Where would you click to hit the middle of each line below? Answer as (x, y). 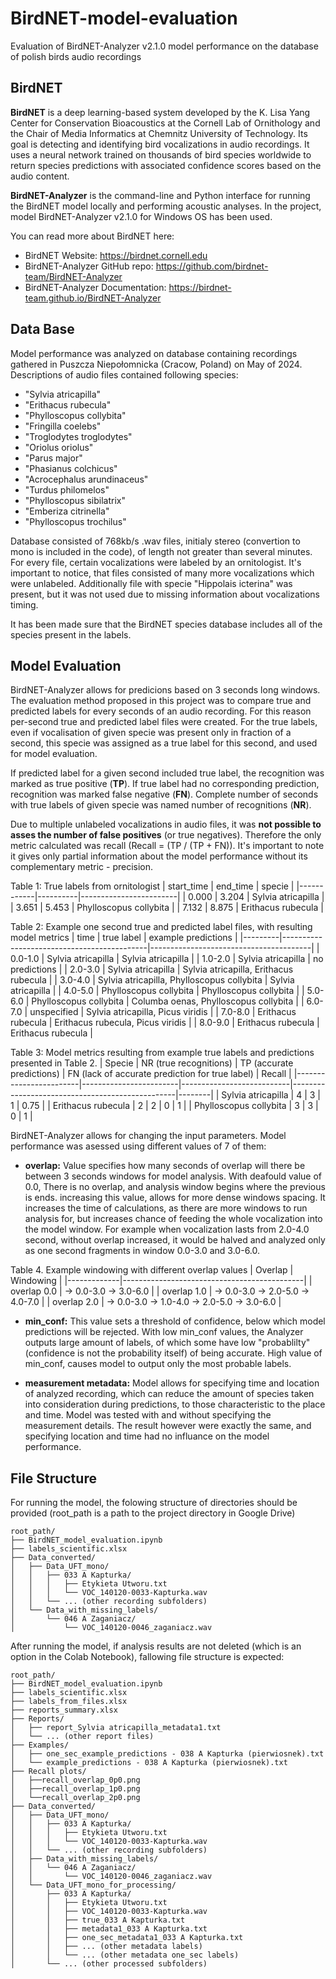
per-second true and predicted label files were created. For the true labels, (164, 722)
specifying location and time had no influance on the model (147, 1436)
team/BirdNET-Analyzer (73, 276)
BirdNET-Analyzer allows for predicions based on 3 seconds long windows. (165, 690)
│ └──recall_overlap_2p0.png (75, 1798)
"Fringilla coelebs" (63, 426)
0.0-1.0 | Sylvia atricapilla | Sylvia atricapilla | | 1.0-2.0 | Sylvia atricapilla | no (167, 959)
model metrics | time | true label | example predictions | (124, 938)
